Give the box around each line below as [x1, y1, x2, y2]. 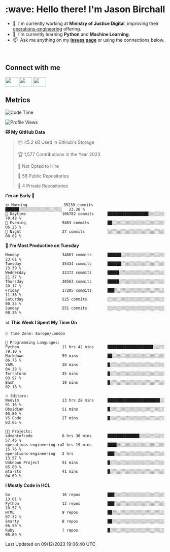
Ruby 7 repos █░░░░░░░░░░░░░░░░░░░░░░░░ [5, 528, 165, 533]
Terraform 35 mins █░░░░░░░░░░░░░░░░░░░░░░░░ [5, 371, 165, 376]
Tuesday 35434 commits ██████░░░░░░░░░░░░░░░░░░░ [5, 261, 165, 266]
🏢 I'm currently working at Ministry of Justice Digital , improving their [12, 20, 159, 26]
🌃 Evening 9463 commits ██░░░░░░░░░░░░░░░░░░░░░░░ [5, 220, 165, 225]
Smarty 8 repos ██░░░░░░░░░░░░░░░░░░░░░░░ [5, 518, 165, 524]
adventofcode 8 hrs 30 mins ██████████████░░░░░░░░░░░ [5, 433, 165, 438]
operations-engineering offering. [12, 25, 81, 32]
